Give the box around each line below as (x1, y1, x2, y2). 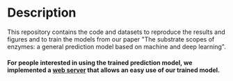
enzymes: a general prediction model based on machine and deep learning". (7, 42, 226, 51)
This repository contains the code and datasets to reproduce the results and (7, 28, 226, 36)
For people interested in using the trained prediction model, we (7, 58, 193, 66)
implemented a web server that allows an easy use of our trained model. (7, 66, 220, 74)
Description (7, 5, 77, 21)
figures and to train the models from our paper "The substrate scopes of (7, 35, 215, 43)
